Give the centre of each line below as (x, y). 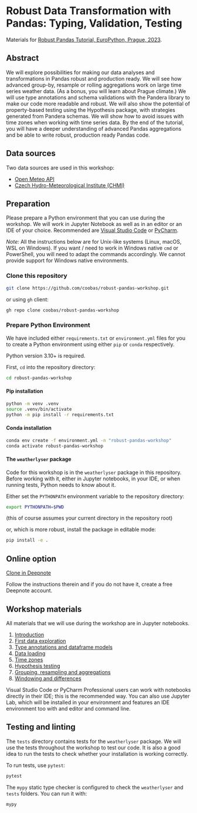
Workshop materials (44, 609)
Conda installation (29, 428)
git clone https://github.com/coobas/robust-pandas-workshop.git (87, 288)
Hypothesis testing (37, 666)
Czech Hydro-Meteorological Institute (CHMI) (69, 185)
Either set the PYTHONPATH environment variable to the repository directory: (95, 496)
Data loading (30, 653)
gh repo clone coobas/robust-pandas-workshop (62, 310)
